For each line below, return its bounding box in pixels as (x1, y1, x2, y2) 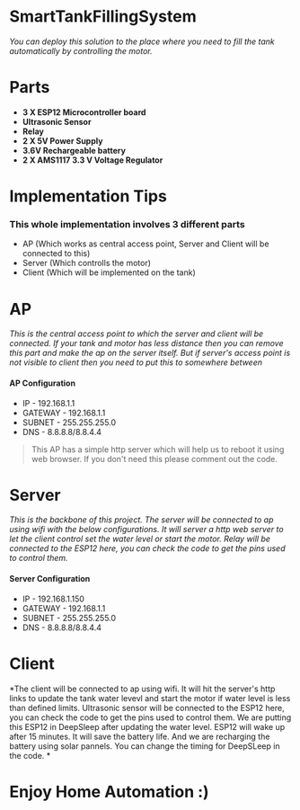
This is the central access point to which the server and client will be (9, 328, 264, 339)
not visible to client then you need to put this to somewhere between (9, 357, 263, 368)
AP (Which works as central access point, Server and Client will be (22, 238, 269, 249)
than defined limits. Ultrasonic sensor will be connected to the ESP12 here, (9, 702, 285, 713)
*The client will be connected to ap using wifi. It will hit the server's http (9, 683, 276, 694)
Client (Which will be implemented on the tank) (22, 267, 196, 278)
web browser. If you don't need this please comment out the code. (31, 453, 278, 464)
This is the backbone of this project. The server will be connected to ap (9, 514, 274, 525)
